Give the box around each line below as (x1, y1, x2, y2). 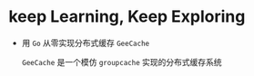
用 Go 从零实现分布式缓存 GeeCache (21, 37, 150, 48)
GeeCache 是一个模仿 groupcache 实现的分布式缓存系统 (21, 56, 222, 67)
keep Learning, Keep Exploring (8, 6, 246, 27)
